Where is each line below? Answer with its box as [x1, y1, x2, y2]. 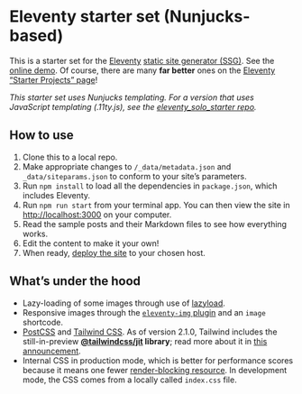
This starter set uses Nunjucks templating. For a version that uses [9, 92, 254, 103]
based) [9, 25, 64, 46]
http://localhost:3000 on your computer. [22, 209, 172, 220]
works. [22, 228, 48, 239]
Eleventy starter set [9, 6, 160, 27]
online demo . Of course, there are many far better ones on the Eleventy [9, 65, 276, 76]
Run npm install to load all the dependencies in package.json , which [22, 180, 278, 191]
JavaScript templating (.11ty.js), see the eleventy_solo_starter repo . [9, 101, 257, 112]
